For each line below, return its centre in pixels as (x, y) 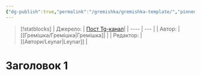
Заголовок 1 (37, 66)
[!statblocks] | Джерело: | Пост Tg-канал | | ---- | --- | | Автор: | (100, 29)
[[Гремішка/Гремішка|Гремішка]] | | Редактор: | (81, 35)
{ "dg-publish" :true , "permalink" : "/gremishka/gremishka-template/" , (92, 12)
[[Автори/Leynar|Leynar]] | (54, 41)
